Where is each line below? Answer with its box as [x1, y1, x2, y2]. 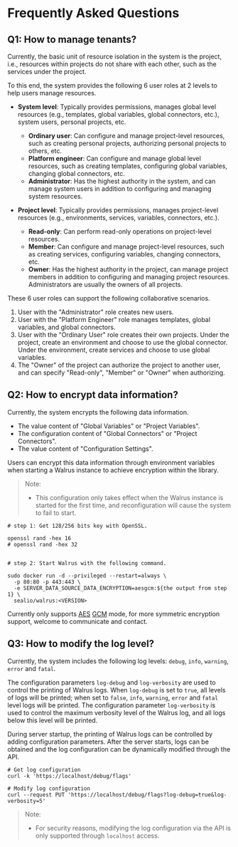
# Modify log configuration [7, 785, 91, 792]
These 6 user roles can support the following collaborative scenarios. [7, 294, 211, 302]
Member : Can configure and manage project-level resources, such [28, 242, 225, 251]
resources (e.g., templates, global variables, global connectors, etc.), [17, 110, 220, 118]
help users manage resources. [7, 89, 97, 97]
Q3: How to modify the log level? [7, 638, 155, 650]
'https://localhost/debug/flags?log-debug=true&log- [67, 791, 227, 799]
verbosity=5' [7, 797, 46, 804]
